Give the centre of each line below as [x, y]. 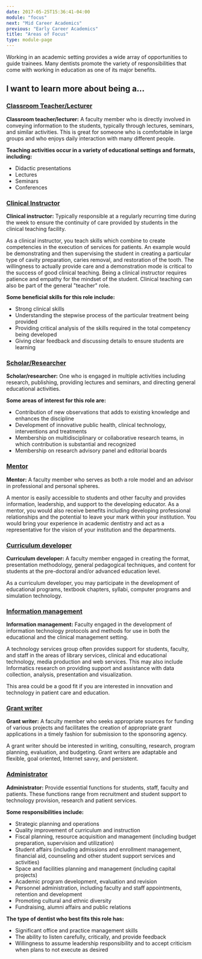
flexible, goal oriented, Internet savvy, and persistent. [72, 759]
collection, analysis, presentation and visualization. [69, 675]
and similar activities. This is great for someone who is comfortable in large [99, 132]
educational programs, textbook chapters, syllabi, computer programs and [99, 589]
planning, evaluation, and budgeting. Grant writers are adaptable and [92, 752]
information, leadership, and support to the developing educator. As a [93, 504]
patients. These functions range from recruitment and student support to [96, 794]
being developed [36, 334]
